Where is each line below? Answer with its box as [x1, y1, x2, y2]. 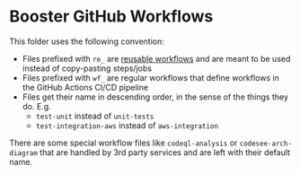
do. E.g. [22, 100, 51, 111]
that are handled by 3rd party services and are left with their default [40, 146, 290, 158]
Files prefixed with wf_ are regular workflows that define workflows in [22, 72, 280, 83]
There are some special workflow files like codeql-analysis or [9, 137, 238, 148]
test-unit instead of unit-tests [35, 110, 154, 121]
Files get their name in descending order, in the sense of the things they [22, 91, 289, 102]
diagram [9, 148, 39, 158]
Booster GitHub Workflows [9, 6, 214, 27]
